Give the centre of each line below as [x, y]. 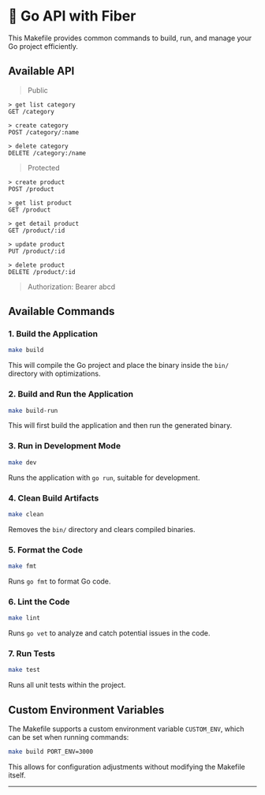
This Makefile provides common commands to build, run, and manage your [130, 38]
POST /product [32, 189]
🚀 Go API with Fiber [72, 16]
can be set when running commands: [69, 737]
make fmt [22, 566]
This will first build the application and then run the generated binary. [120, 426]
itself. [17, 775]
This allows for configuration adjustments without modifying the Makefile [127, 767]
